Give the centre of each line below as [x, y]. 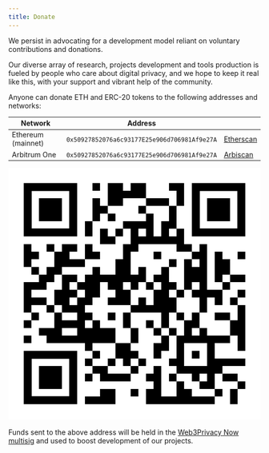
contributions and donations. [56, 49]
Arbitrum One [34, 154]
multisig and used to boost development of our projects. [101, 441]
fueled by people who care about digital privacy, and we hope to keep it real [134, 73]
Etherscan [241, 139]
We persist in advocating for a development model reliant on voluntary [124, 41]
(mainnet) [28, 143]
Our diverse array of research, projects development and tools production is [134, 65]
